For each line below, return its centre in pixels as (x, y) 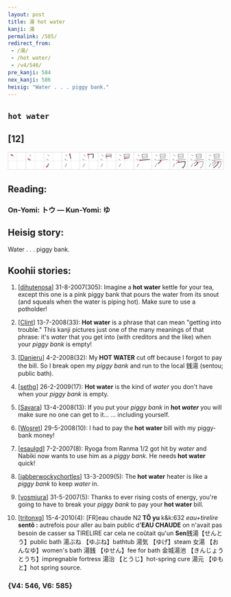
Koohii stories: (39, 270)
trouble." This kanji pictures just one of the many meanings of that (111, 330)
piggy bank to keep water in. (58, 484)
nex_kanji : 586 (29, 80)
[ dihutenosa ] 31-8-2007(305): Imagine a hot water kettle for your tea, (116, 287)
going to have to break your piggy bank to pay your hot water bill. (111, 504)
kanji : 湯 (21, 29)
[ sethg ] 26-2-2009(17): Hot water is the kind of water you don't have (115, 387)
